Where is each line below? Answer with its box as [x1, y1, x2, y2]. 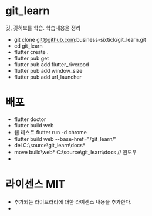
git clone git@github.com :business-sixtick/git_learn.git [13, 36, 146, 43]
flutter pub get [13, 55, 49, 62]
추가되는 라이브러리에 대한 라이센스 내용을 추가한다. [13, 198, 132, 205]
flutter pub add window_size [13, 67, 83, 74]
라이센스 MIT [5, 178, 66, 191]
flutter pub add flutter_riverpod [13, 60, 89, 68]
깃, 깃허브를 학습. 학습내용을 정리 [5, 24, 81, 31]
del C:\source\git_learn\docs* [13, 141, 86, 148]
